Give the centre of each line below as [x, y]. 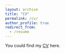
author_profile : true [27, 23]
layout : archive [22, 9]
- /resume [19, 32]
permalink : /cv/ [22, 18]
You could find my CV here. [33, 46]
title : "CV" [17, 14]
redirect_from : [21, 27]
